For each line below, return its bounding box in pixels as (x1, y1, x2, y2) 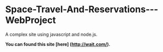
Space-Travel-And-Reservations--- (5, 4, 158, 15)
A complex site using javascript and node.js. (5, 31, 97, 37)
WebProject (5, 14, 56, 26)
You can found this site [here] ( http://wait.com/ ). (5, 41, 111, 47)
